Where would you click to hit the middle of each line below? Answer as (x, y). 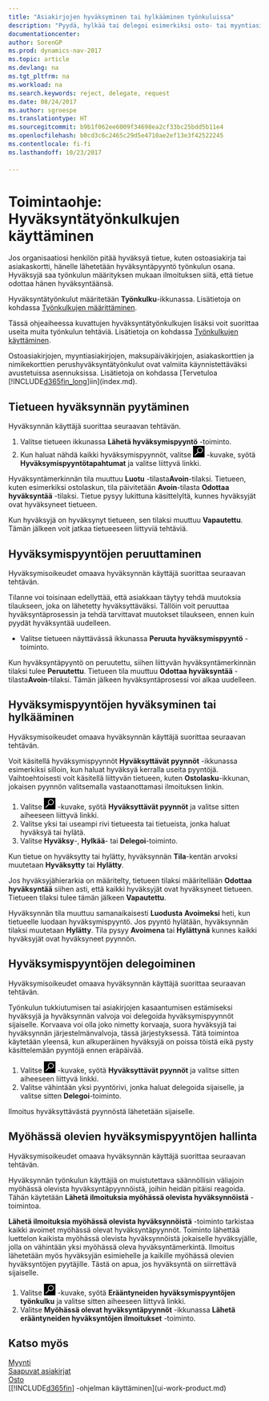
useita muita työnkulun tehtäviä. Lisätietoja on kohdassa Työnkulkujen (123, 332)
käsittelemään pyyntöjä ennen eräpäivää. (76, 1050)
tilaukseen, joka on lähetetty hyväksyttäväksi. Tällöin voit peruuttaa (119, 606)
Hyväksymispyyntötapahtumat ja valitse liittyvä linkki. (110, 464)
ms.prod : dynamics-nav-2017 (55, 51)
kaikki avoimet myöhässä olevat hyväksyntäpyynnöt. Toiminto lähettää (124, 1230)
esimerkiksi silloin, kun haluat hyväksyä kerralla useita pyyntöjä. (113, 769)
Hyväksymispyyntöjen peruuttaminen (105, 554)
